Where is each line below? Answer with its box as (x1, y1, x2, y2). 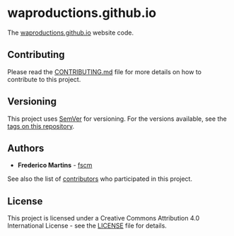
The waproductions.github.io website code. (7, 28, 134, 37)
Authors (7, 142, 45, 154)
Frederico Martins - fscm (17, 161, 93, 170)
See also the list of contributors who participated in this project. (7, 175, 193, 183)
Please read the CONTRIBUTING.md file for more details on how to (7, 67, 201, 76)
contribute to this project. (7, 75, 81, 83)
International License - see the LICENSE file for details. (7, 221, 168, 230)
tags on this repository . (7, 122, 75, 130)
